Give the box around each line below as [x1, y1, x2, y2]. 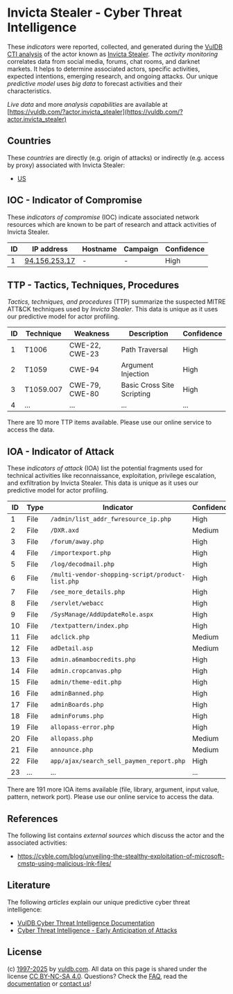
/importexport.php [50, 549, 111, 557]
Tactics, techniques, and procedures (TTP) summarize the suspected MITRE [7, 298, 226, 306]
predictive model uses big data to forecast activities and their [7, 79, 182, 87]
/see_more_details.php [50, 588, 126, 596]
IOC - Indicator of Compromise [7, 194, 142, 206]
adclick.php [50, 633, 90, 641]
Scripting [121, 389, 151, 399]
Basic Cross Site [121, 380, 175, 390]
